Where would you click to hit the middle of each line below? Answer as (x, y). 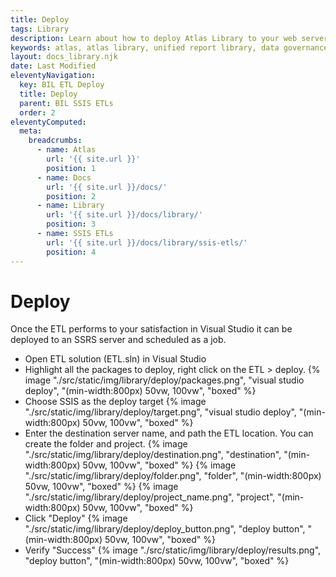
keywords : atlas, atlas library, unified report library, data (145, 47)
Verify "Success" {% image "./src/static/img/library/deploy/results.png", (173, 550)
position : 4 (71, 252)
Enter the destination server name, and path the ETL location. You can (169, 433)
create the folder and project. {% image (106, 444)
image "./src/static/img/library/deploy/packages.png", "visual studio (164, 380)
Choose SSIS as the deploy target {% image (115, 402)
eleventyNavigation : (53, 76)
